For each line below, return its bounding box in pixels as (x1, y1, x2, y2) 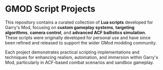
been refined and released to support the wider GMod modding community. (5, 40, 157, 45)
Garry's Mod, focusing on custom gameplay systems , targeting (5, 24, 135, 30)
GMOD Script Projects (5, 3, 96, 14)
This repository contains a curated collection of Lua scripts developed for (5, 19, 153, 25)
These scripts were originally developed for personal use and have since (5, 35, 151, 41)
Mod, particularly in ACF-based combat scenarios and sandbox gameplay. (5, 59, 154, 65)
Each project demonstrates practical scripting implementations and (5, 49, 140, 55)
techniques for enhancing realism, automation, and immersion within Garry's (5, 54, 159, 60)
